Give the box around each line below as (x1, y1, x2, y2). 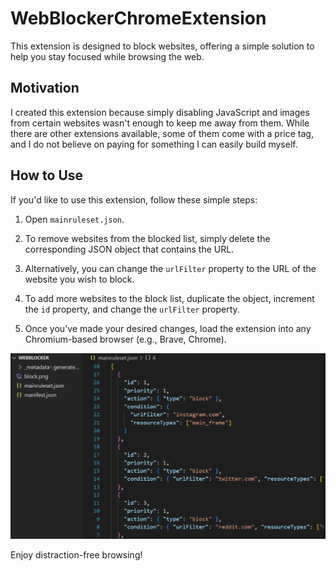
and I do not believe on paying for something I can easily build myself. (10, 138, 298, 150)
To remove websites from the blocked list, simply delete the (24, 232, 271, 244)
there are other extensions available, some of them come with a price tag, (10, 127, 314, 139)
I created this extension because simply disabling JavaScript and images (10, 106, 310, 118)
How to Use (10, 167, 84, 184)
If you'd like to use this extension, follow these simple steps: (10, 193, 258, 206)
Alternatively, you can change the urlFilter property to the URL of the (24, 262, 317, 274)
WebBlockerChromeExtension (10, 7, 267, 30)
